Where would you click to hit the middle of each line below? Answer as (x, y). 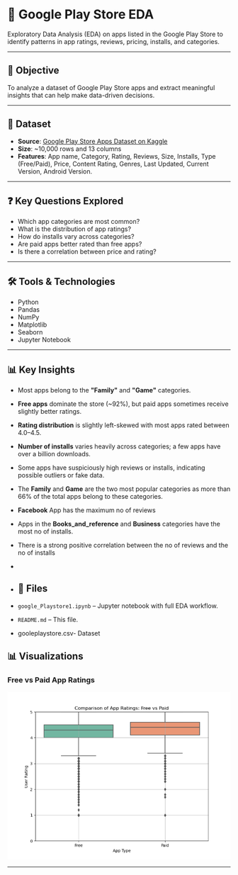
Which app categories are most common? (79, 222)
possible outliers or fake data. (61, 475)
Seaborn (30, 332)
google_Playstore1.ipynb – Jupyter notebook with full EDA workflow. (118, 606)
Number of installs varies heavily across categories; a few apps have (119, 446)
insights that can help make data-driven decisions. (81, 95)
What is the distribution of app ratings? (74, 229)
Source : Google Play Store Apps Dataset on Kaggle (92, 141)
